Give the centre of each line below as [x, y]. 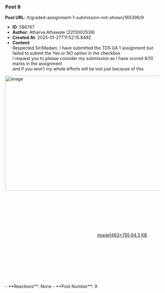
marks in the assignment [37, 64]
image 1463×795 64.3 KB [122, 235]
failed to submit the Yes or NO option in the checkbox [66, 53]
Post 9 [13, 7]
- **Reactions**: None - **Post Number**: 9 [51, 287]
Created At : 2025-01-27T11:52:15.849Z [52, 37]
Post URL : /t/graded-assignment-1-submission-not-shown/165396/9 [74, 18]
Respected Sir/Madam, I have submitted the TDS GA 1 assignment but [83, 48]
